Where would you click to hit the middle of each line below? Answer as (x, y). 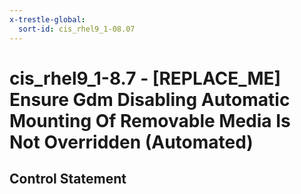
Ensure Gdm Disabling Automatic (150, 99)
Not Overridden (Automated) (131, 142)
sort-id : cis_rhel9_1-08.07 (77, 29)
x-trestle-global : (47, 19)
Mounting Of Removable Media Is (150, 120)
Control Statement (68, 179)
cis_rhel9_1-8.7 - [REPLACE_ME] (145, 78)
